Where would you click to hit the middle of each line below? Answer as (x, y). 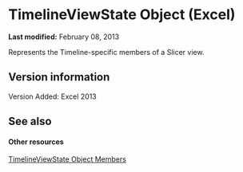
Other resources (36, 142)
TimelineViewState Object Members (67, 159)
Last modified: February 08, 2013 (64, 37)
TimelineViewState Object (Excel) (122, 15)
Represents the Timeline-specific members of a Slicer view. (106, 52)
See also (30, 121)
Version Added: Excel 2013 (53, 96)
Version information (59, 77)
